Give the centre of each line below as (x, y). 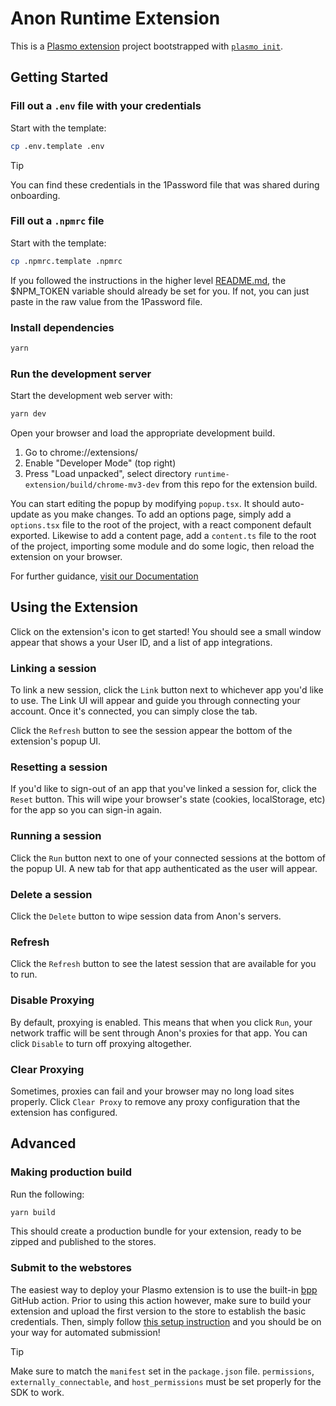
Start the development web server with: (91, 396)
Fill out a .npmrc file (57, 221)
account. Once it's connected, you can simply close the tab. (134, 711)
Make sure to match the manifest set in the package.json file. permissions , (162, 1371)
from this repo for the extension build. (239, 484)
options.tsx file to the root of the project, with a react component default (161, 525)
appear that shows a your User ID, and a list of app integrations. (141, 642)
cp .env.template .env (57, 146)
